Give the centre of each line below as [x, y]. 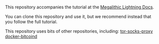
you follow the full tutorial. [31, 22]
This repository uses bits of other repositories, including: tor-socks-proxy [79, 31]
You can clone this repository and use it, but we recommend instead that [78, 16]
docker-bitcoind [21, 36]
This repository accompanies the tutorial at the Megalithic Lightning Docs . [79, 7]
